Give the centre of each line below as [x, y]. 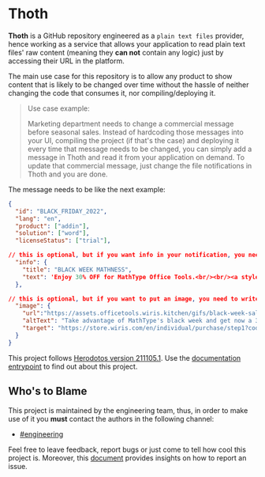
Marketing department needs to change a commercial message [131, 123]
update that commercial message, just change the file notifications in [140, 165]
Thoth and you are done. [67, 174]
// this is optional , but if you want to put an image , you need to [123, 299]
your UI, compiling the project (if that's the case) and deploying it [133, 140]
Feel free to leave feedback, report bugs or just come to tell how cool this [127, 449]
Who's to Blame [48, 391]
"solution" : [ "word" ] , [52, 233]
